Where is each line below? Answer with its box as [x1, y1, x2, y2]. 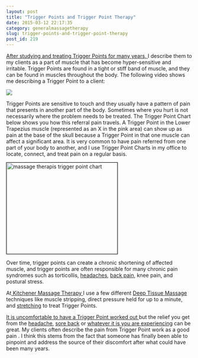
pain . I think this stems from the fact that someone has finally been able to [6, 333, 188, 339]
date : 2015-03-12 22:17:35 [6, 20, 73, 25]
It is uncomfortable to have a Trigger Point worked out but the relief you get [6, 314, 190, 320]
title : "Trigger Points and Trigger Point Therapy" [6, 14, 136, 20]
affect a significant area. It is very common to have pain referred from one [6, 138, 186, 145]
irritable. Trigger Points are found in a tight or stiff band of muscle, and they [6, 65, 190, 72]
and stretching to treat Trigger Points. [6, 302, 98, 309]
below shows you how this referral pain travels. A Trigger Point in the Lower [6, 119, 190, 126]
